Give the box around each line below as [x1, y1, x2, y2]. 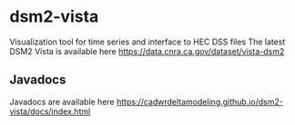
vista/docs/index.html [9, 106, 91, 117]
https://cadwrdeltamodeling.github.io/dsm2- [117, 96, 284, 107]
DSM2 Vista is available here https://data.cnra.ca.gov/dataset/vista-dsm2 [9, 45, 285, 56]
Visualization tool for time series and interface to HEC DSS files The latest [9, 36, 286, 47]
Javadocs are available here [9, 96, 116, 107]
